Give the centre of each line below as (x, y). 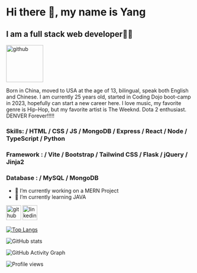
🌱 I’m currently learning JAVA (50, 197)
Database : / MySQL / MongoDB (52, 177)
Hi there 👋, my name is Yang (76, 12)
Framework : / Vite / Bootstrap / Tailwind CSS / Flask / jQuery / (97, 154)
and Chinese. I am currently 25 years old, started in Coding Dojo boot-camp (98, 97)
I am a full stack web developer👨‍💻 (70, 34)
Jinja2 (15, 161)
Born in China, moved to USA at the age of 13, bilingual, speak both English (98, 91)
